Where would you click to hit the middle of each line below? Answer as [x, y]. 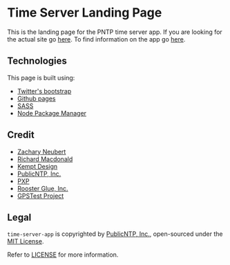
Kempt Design [37, 166]
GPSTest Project [40, 196]
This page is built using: [41, 77]
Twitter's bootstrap [44, 91]
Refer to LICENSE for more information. [63, 255]
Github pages [36, 98]
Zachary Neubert [41, 152]
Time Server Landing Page [85, 13]
